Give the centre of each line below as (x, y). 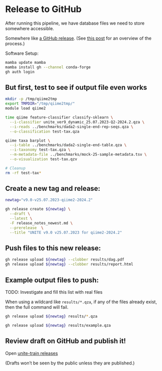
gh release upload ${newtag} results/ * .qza (51, 316)
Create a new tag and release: (53, 189)
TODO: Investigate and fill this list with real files (54, 292)
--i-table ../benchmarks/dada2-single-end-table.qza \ (68, 145)
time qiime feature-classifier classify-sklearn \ (59, 117)
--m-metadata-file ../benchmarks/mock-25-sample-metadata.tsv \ (78, 155)
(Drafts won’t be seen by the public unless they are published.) (70, 363)
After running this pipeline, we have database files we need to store (75, 23)
